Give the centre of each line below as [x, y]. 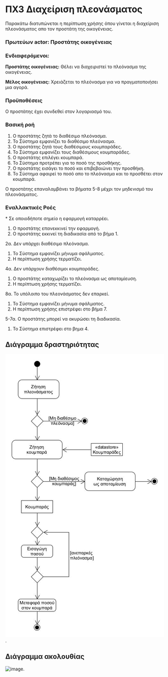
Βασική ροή [20, 125]
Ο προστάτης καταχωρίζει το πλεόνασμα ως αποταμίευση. [75, 279]
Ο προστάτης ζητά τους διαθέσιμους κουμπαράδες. [67, 146]
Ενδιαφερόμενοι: [27, 55]
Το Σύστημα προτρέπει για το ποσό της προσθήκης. [67, 163]
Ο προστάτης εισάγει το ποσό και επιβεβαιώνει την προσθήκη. [78, 168]
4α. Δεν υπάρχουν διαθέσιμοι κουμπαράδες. [53, 269]
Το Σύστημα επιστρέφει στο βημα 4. [51, 329]
